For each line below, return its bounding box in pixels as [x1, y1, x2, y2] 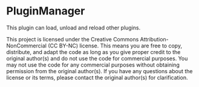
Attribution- [140, 35, 169, 43]
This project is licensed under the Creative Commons [6, 35, 139, 43]
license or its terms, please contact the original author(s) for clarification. [6, 74, 188, 81]
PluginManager [6, 4, 85, 18]
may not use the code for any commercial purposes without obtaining [6, 61, 180, 68]
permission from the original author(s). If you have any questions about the [6, 67, 193, 74]
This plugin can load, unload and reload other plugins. [6, 24, 141, 31]
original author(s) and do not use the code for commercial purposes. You [6, 55, 188, 62]
